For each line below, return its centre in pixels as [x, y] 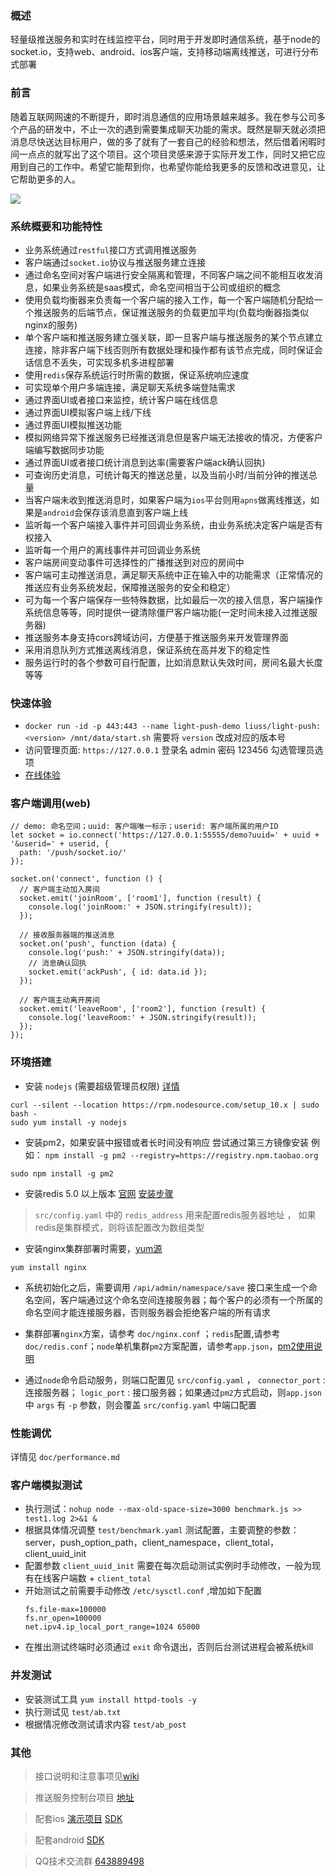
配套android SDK [69, 1839]
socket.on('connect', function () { [86, 879]
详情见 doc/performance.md [65, 1457]
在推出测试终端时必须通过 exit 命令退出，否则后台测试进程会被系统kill [169, 1647]
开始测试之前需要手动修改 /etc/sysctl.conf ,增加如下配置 [143, 1591]
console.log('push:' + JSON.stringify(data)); [127, 953]
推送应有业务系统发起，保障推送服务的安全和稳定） [130, 587]
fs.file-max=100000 [65, 1610]
